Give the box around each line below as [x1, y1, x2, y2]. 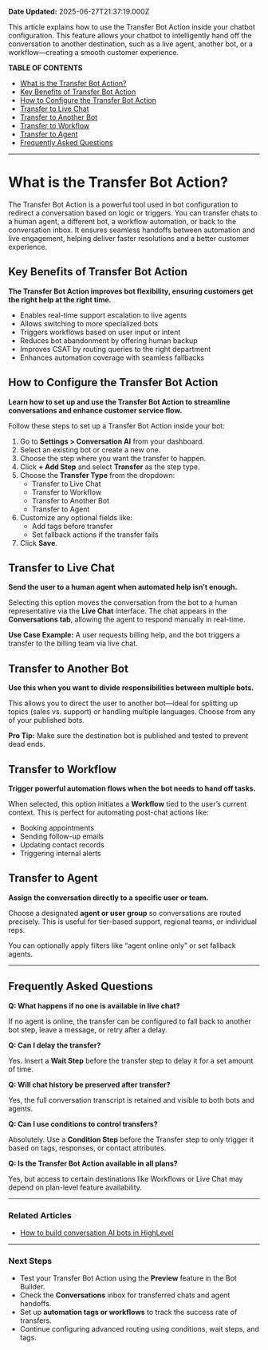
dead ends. [8, 740, 45, 749]
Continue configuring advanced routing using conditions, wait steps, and [19, 1324, 259, 1334]
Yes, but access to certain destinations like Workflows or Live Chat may [8, 1174, 243, 1183]
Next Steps [8, 1255, 53, 1266]
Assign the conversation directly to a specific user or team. [8, 893, 209, 902]
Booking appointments [19, 823, 94, 832]
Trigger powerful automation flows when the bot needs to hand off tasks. [8, 784, 257, 793]
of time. [8, 1064, 33, 1074]
